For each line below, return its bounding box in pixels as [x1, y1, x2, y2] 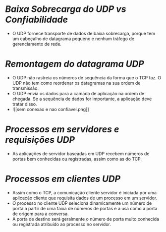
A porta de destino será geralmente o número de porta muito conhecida [12, 216, 160, 222]
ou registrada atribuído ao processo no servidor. [12, 221, 111, 227]
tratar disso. [12, 101, 37, 107]
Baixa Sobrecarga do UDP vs [5, 3, 126, 15]
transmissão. [12, 85, 39, 91]
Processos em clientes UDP [5, 174, 120, 184]
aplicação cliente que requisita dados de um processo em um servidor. [12, 195, 158, 201]
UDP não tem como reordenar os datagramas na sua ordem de [12, 80, 141, 86]
